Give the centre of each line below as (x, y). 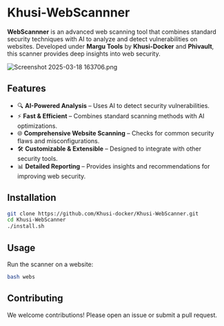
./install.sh (26, 226)
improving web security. (51, 176)
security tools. (38, 158)
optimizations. (37, 126)
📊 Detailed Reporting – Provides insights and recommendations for (113, 166)
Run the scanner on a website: (50, 264)
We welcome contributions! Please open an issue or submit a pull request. (112, 315)
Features (27, 88)
